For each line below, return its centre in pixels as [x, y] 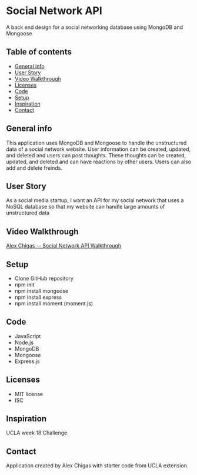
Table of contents [39, 52]
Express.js [27, 361]
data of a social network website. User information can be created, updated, [98, 149]
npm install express [38, 297]
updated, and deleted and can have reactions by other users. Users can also [99, 161]
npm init [24, 285]
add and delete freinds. [34, 168]
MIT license [29, 394]
